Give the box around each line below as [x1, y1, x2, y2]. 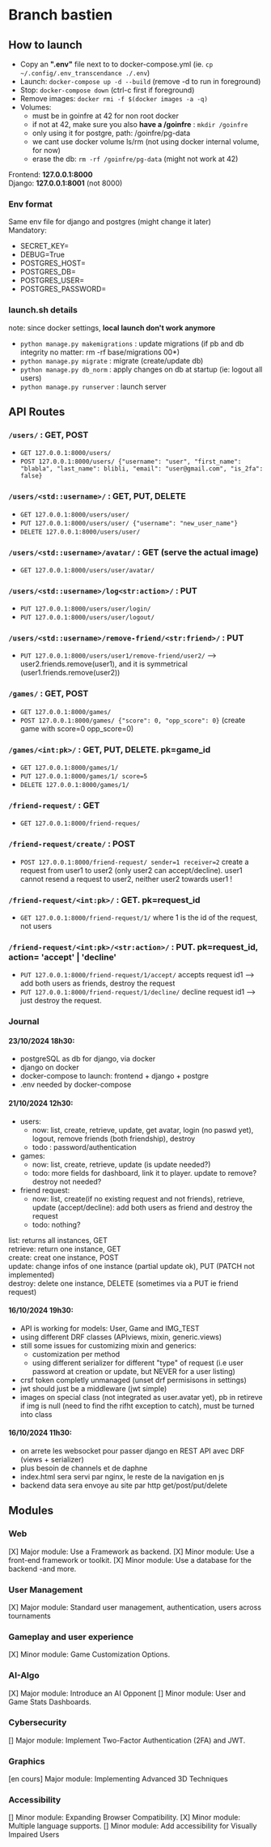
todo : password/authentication [32, 1142, 137, 1151]
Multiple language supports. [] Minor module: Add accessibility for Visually [8, 1821, 257, 1831]
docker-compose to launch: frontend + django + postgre [19, 1071, 209, 1081]
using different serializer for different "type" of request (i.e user [32, 1358, 244, 1368]
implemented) [8, 1270, 55, 1279]
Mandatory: [8, 225, 47, 236]
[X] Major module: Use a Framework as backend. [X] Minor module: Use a [8, 1547, 255, 1556]
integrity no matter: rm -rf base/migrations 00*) [19, 347, 180, 357]
